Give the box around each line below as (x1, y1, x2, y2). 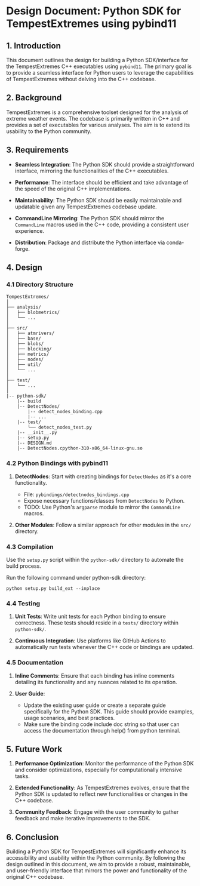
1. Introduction (6, 41, 61, 51)
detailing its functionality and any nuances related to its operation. (14, 678, 177, 685)
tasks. (14, 773, 30, 780)
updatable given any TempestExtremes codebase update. (14, 203, 157, 210)
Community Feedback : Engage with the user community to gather (14, 808, 179, 816)
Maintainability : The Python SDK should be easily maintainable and (14, 196, 182, 204)
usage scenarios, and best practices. (23, 714, 115, 721)
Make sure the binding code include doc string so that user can (23, 721, 180, 728)
